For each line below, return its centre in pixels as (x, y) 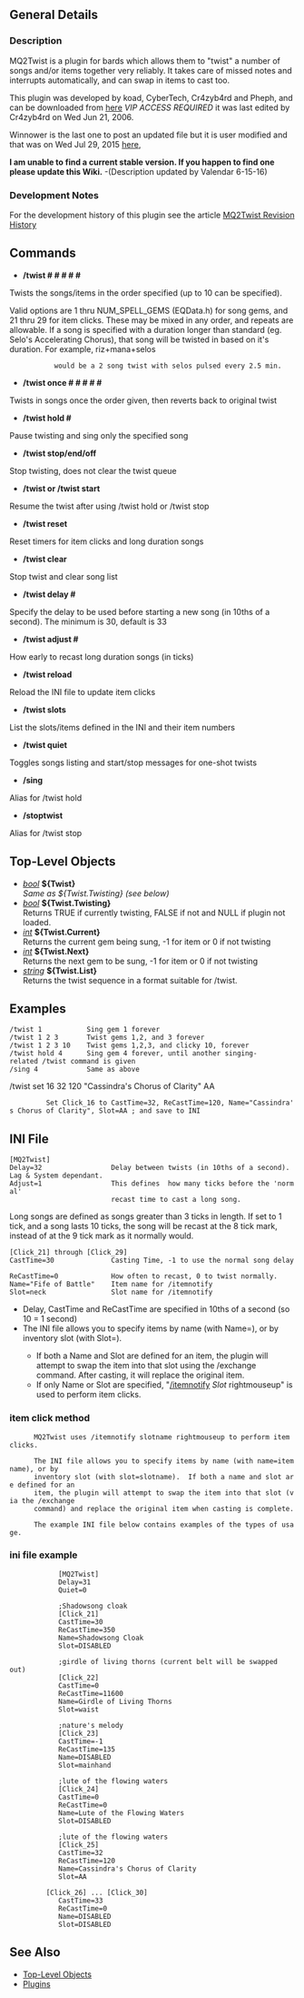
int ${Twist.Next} (56, 951)
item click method (50, 1418)
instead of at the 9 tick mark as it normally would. (102, 1236)
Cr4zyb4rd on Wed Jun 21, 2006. (72, 116)
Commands (43, 253)
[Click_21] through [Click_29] (69, 1253)
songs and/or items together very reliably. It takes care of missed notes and (151, 70)
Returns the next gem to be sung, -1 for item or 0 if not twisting (140, 961)
